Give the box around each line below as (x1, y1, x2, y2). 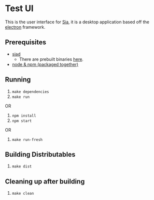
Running (5, 76, 31, 84)
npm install (12, 113, 36, 118)
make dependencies (12, 89, 49, 94)
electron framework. (5, 24, 46, 30)
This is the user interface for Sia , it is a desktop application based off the (5, 19, 150, 25)
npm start (12, 118, 32, 123)
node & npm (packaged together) (12, 61, 79, 67)
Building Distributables (5, 150, 76, 158)
